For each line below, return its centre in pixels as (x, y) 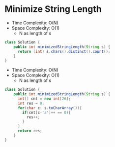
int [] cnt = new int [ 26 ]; (44, 99)
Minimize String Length (53, 9)
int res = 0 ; (31, 103)
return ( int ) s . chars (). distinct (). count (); (64, 51)
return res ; (30, 131)
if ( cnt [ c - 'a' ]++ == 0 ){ (46, 112)
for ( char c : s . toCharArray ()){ (50, 108)
